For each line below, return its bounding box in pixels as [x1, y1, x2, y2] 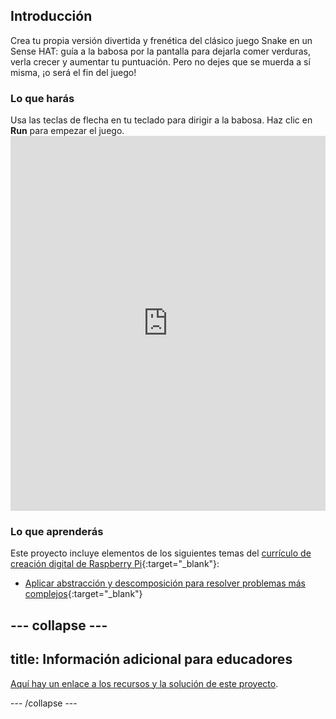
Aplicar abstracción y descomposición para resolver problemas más [24, 577, 307, 589]
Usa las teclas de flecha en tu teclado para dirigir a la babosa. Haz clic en [10, 114, 313, 126]
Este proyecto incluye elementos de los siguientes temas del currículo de [10, 547, 312, 559]
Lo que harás [10, 91, 75, 105]
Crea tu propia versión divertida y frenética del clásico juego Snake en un [10, 34, 313, 46]
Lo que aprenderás [10, 525, 104, 539]
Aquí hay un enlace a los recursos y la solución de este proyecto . [10, 677, 279, 689]
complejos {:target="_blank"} [24, 588, 143, 600]
